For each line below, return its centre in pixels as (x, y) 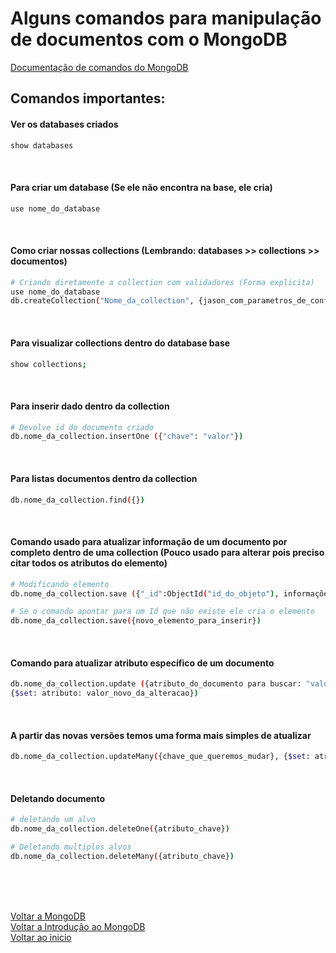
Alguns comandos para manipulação (166, 18)
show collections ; (48, 364)
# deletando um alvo (53, 820)
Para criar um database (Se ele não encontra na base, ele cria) (141, 187)
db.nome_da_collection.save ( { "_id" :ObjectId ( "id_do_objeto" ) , (145, 593)
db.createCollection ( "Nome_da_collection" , (102, 301)
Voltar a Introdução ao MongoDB (78, 926)
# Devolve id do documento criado (82, 427)
